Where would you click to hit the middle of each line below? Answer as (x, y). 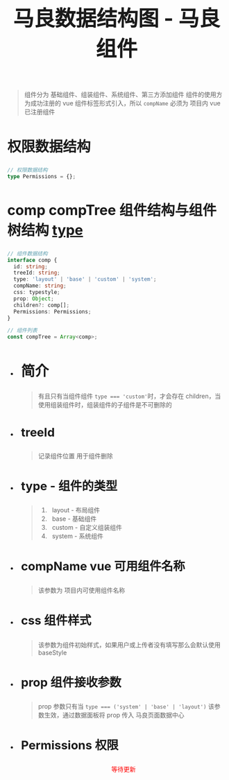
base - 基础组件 (74, 519)
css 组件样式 (56, 621)
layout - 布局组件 (76, 510)
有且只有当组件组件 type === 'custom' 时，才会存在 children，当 (129, 396)
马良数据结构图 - (93, 18)
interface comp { (32, 260)
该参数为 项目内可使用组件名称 (82, 590)
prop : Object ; (34, 298)
